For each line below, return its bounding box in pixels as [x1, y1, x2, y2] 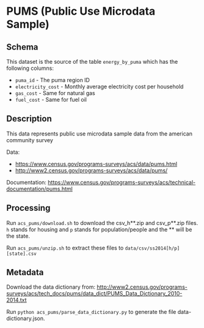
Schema [6, 42, 38, 52]
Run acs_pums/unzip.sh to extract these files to [6, 244, 124, 251]
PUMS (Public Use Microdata [6, 4, 156, 18]
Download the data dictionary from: [6, 283, 96, 291]
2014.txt [6, 296, 27, 304]
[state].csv [6, 250, 37, 257]
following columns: [6, 64, 54, 72]
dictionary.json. [6, 315, 45, 322]
